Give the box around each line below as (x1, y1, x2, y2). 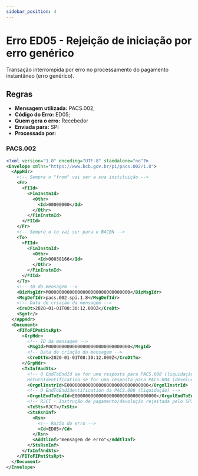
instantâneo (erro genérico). (6, 72, 75, 79)
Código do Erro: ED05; (14, 111, 71, 118)
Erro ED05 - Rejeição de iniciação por (6, 34, 192, 47)
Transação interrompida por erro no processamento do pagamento (6, 66, 169, 73)
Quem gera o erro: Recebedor (14, 117, 88, 124)
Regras (6, 89, 33, 99)
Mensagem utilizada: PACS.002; (14, 105, 95, 112)
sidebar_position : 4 (6, 8, 57, 15)
